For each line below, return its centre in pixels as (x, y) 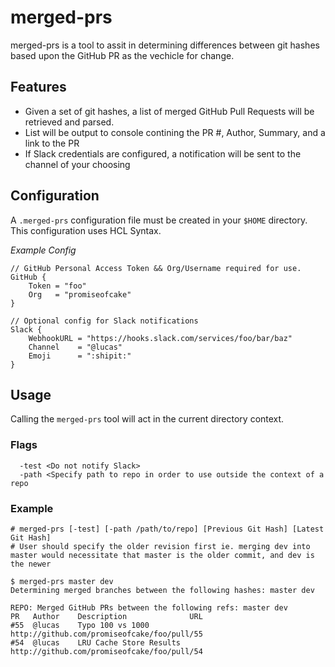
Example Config (43, 250)
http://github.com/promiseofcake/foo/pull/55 (106, 634)
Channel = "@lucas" (75, 347)
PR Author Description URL (106, 616)
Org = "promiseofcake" (80, 294)
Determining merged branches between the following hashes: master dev (162, 590)
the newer (31, 564)
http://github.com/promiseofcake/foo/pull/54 (106, 651)
